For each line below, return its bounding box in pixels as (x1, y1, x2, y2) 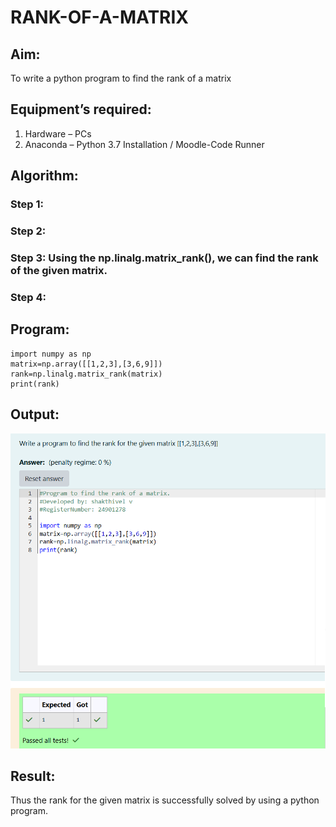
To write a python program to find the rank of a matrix (10, 72, 232, 84)
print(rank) (10, 379, 60, 389)
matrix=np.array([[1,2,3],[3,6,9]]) (10, 359, 163, 369)
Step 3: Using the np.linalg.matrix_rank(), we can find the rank (10, 251, 319, 265)
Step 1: (10, 197, 44, 211)
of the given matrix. (10, 263, 108, 277)
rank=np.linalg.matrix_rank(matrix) (10, 369, 163, 379)
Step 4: (10, 290, 47, 304)
